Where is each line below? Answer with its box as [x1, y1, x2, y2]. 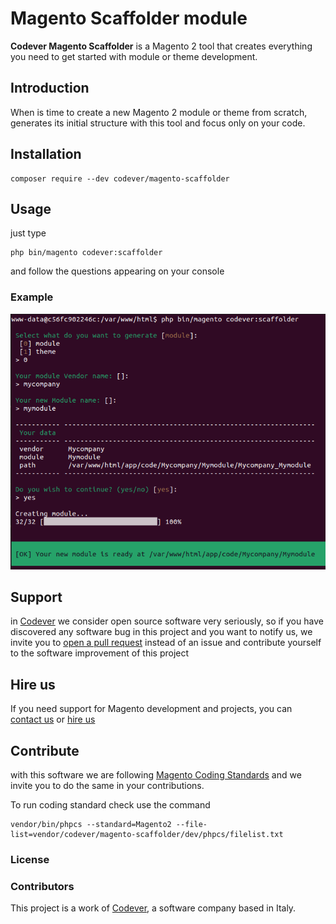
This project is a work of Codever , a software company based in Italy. [10, 902, 297, 914]
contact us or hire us [10, 713, 96, 726]
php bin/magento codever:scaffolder [10, 248, 163, 258]
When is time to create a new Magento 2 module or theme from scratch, [10, 106, 308, 118]
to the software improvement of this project [10, 647, 190, 659]
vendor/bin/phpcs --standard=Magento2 [10, 820, 172, 830]
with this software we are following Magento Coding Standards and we [10, 769, 302, 781]
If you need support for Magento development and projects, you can [10, 703, 293, 715]
